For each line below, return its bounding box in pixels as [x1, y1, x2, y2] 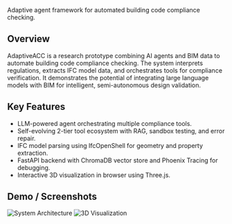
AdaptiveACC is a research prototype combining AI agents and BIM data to [7, 51, 220, 59]
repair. [17, 134, 36, 142]
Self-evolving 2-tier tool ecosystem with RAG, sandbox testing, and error [17, 127, 225, 135]
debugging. [17, 163, 51, 171]
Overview [7, 33, 51, 45]
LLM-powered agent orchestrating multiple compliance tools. [17, 119, 193, 127]
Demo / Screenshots [7, 191, 98, 203]
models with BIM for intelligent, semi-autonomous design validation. [7, 81, 202, 89]
